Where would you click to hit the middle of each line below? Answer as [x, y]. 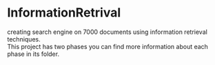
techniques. [24, 39]
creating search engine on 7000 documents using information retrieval [107, 32]
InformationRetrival [64, 13]
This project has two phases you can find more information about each [108, 46]
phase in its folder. [33, 54]
